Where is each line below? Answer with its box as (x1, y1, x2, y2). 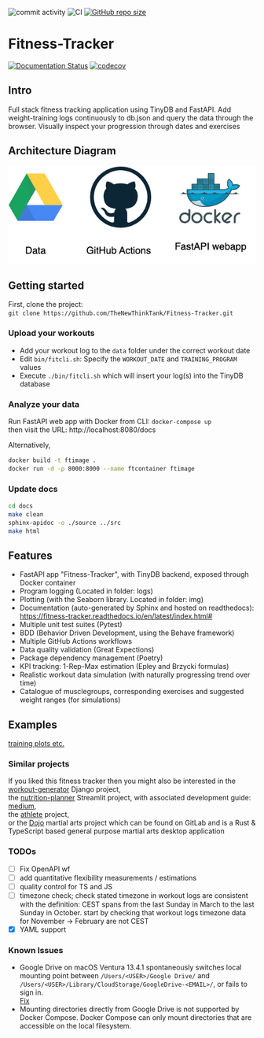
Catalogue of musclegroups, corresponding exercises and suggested (19, 687, 244, 696)
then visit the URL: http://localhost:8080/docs (8, 425, 156, 434)
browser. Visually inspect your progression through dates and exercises (8, 121, 240, 131)
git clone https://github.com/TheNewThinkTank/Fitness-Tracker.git (8, 309, 234, 318)
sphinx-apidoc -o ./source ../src (8, 519, 122, 526)
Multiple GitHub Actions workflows (19, 637, 132, 646)
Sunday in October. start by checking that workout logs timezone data (19, 907, 246, 917)
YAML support (19, 925, 67, 934)
